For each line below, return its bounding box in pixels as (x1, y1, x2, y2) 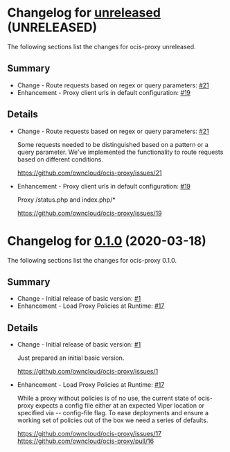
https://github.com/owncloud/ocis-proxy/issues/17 (17, 430, 162, 438)
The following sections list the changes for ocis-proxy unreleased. (7, 42, 196, 51)
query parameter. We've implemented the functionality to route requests (17, 148, 224, 156)
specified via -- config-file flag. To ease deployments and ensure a (17, 409, 209, 417)
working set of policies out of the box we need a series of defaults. (17, 416, 209, 424)
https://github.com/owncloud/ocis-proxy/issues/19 (17, 209, 162, 217)
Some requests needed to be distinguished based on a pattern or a (17, 140, 209, 148)
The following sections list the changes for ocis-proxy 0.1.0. (7, 256, 177, 264)
